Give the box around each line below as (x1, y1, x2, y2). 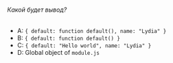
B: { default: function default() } (16, 34, 120, 42)
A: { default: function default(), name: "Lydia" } (16, 27, 167, 35)
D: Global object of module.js (16, 49, 100, 57)
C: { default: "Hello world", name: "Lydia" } (16, 41, 152, 49)
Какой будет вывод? (7, 5, 67, 14)
